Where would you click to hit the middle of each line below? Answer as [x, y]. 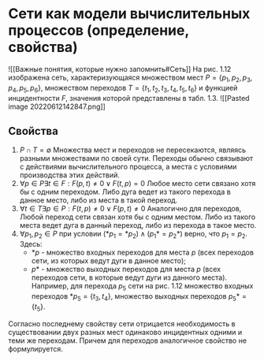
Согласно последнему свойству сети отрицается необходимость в [122, 323]
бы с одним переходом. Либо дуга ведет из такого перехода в [125, 192]
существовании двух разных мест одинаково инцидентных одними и [125, 332]
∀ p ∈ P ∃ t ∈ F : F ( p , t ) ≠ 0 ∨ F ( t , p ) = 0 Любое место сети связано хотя [138, 184]
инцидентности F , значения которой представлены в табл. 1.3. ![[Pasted [129, 98]
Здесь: [31, 244]
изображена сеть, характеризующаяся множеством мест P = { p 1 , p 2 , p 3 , [130, 78]
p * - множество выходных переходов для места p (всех [126, 270]
